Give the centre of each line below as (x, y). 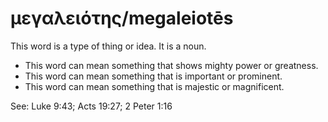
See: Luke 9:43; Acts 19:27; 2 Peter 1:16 (91, 106)
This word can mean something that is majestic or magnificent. (154, 86)
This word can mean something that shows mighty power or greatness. (171, 65)
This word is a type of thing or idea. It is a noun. (108, 46)
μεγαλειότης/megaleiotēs (122, 18)
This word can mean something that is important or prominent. (153, 76)
